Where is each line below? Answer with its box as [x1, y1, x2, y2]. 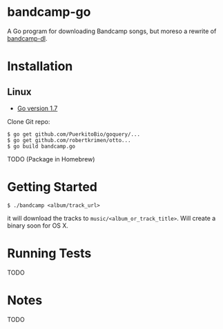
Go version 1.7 [17, 104, 58, 112]
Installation [7, 59, 73, 74]
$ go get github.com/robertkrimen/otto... [7, 137, 131, 143]
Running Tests [7, 246, 92, 261]
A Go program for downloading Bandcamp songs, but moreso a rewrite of [7, 27, 217, 35]
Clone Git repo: [7, 117, 50, 126]
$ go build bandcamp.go [7, 143, 76, 150]
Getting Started [7, 179, 98, 195]
